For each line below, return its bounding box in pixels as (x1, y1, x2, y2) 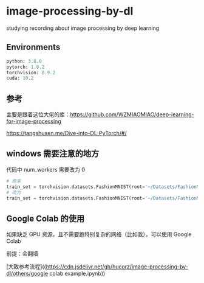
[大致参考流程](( (6, 263, 47, 270)
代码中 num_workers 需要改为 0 (6, 166, 86, 173)
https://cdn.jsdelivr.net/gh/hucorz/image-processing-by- (46, 263, 188, 270)
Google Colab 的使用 (6, 213, 85, 223)
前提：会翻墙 (6, 250, 38, 257)
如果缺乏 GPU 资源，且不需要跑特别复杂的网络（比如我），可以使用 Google (6, 231, 192, 238)
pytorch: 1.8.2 (6, 64, 45, 70)
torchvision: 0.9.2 (6, 69, 56, 75)
